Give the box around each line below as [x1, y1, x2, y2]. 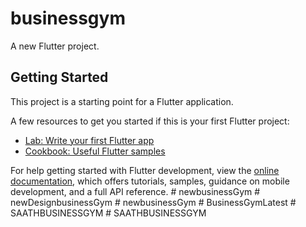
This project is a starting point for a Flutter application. [10, 95, 234, 107]
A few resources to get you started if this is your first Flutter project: [10, 115, 290, 127]
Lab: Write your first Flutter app [24, 134, 155, 146]
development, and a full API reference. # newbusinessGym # [10, 185, 261, 197]
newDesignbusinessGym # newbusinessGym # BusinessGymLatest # [10, 196, 297, 208]
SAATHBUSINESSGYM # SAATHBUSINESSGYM [10, 207, 207, 219]
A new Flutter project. [10, 40, 100, 52]
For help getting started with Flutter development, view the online [10, 164, 280, 176]
